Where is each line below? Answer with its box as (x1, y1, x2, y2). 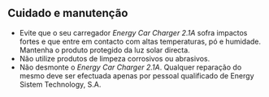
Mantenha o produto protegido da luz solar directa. (19, 44, 190, 55)
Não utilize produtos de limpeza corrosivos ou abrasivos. (19, 53, 210, 63)
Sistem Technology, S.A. (19, 79, 102, 89)
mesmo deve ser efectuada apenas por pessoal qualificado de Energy (19, 70, 254, 80)
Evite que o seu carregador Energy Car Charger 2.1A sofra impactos (19, 27, 248, 37)
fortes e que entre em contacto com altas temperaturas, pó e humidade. (19, 36, 262, 46)
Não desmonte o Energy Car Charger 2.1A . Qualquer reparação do (19, 62, 242, 72)
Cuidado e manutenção (7, 6, 128, 20)
